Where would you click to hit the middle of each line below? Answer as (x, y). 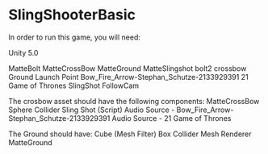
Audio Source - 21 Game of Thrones (172, 118)
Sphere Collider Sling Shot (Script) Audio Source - (92, 110)
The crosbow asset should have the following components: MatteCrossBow (134, 101)
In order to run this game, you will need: (75, 37)
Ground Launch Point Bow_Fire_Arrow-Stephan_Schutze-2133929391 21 (128, 77)
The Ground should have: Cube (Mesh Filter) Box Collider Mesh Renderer (130, 134)
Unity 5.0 (23, 52)
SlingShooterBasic (72, 15)
